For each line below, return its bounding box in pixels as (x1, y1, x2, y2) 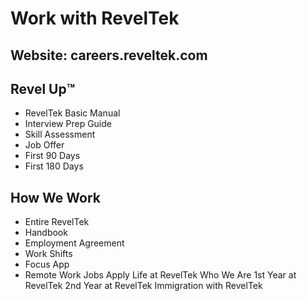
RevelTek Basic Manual (24, 107, 121, 119)
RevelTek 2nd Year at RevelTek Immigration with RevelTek (24, 280, 263, 292)
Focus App (24, 258, 70, 271)
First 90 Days (24, 150, 81, 162)
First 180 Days (24, 160, 84, 172)
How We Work (10, 189, 102, 206)
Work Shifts (24, 248, 73, 260)
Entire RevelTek (24, 216, 90, 228)
